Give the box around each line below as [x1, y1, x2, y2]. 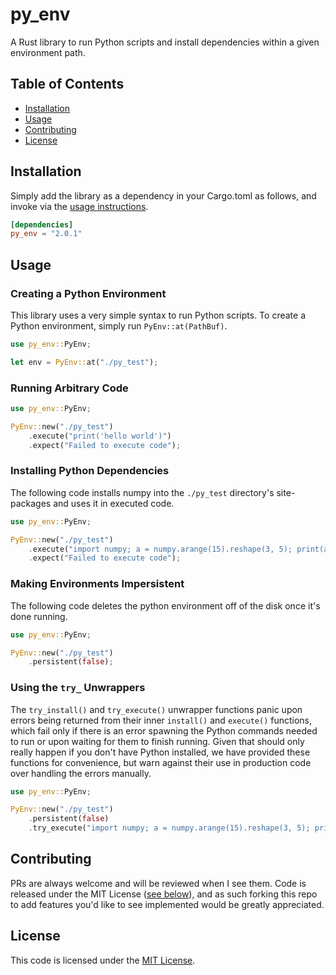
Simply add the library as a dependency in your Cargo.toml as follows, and [10, 189, 317, 202]
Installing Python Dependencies [10, 464, 170, 478]
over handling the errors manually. [10, 767, 152, 779]
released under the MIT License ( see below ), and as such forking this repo [10, 888, 318, 900]
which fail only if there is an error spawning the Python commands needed [10, 724, 318, 737]
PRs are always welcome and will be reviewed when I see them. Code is [10, 877, 307, 889]
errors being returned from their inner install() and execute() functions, [10, 714, 313, 726]
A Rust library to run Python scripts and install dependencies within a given [10, 36, 320, 48]
